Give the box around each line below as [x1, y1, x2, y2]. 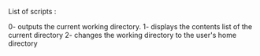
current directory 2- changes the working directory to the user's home [8, 31, 237, 39]
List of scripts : [8, 7, 57, 16]
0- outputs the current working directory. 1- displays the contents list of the [8, 22, 253, 31]
